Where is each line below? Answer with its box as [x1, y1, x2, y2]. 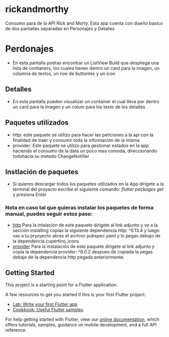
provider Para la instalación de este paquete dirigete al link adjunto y [12, 243, 155, 249]
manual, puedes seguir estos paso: [5, 210, 93, 217]
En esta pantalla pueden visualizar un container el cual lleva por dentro [12, 98, 159, 104]
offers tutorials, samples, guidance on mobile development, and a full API [5, 322, 157, 328]
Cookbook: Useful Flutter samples [12, 307, 83, 313]
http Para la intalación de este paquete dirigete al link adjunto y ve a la [12, 222, 158, 228]
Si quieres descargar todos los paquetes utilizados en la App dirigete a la [12, 181, 164, 187]
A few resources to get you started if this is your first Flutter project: [5, 292, 146, 298]
